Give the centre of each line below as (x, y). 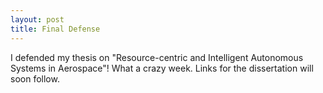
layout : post (37, 19)
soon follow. (35, 78)
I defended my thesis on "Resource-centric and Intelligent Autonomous (157, 57)
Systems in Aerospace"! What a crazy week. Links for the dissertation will (162, 68)
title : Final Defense (55, 29)
